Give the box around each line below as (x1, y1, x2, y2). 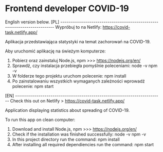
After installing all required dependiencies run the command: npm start (12, 141, 154, 147)
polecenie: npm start (12, 83, 54, 89)
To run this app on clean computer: (5, 117, 75, 122)
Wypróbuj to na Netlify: (55, 24, 102, 30)
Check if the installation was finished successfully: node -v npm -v (12, 131, 146, 137)
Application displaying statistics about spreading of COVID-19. (5, 107, 130, 113)
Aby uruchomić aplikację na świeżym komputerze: (5, 48, 106, 54)
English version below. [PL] (5, 19, 59, 25)
